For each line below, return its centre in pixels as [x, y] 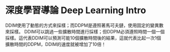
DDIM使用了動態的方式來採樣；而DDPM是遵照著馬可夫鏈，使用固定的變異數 [84, 25]
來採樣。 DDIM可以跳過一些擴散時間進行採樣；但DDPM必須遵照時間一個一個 [85, 31]
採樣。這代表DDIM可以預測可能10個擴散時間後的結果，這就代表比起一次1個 [83, 38]
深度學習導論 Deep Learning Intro [76, 10]
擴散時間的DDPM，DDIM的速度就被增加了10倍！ [56, 44]
